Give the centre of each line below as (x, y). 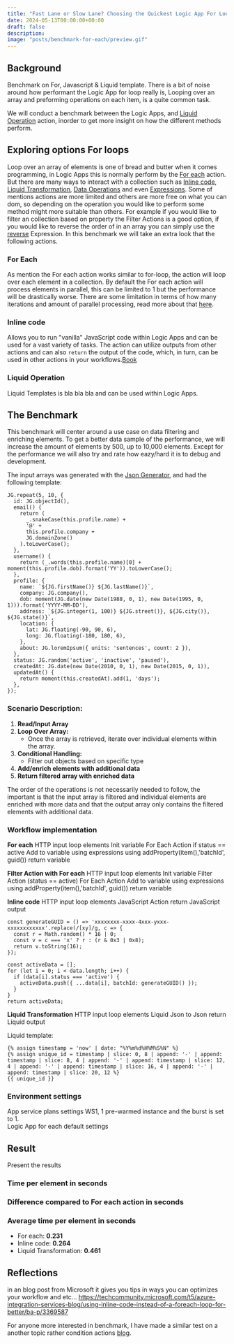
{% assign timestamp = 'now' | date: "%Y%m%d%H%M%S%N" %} (93, 1048)
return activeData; (36, 1002)
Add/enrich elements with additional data (79, 768)
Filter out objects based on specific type (86, 761)
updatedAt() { (34, 673)
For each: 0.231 (40, 1236)
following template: (35, 482)
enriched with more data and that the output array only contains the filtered (115, 804)
